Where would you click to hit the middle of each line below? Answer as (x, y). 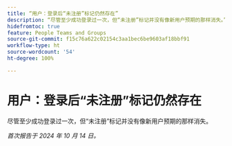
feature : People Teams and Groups (57, 33)
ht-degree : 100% (30, 59)
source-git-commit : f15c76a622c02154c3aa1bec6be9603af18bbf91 (98, 39)
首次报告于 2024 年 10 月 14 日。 (54, 136)
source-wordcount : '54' (41, 52)
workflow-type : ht (33, 45)
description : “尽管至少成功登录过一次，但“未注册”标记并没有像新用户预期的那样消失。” (117, 20)
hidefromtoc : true (33, 26)
